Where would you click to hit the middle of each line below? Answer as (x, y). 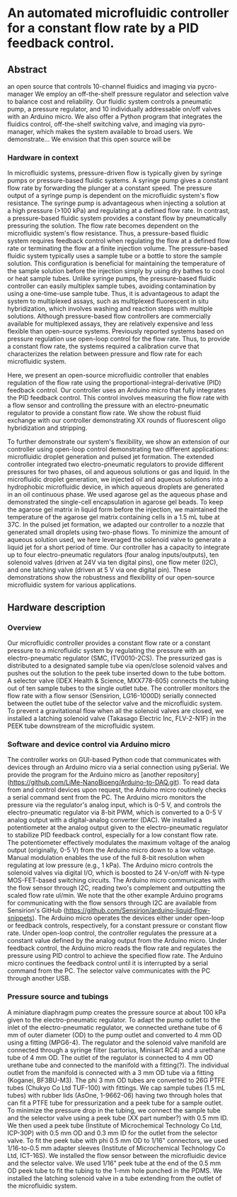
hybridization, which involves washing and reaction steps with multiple (110, 309)
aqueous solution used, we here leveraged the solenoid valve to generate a (117, 540)
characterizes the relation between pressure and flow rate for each (105, 354)
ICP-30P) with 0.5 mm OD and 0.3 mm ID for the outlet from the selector (112, 1132)
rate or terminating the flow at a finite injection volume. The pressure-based (118, 248)
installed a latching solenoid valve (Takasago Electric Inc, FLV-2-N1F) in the (117, 718)
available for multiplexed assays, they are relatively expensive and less (110, 324)
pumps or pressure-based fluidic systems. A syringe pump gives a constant (118, 181)
